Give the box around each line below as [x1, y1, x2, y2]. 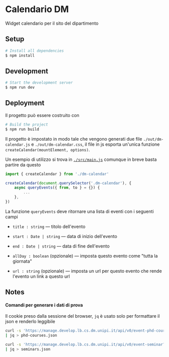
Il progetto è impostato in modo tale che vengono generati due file [5, 136, 142, 142]
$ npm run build [5, 127, 39, 132]
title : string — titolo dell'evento [12, 223, 86, 229]
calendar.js [5, 142, 30, 147]
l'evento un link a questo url [12, 273, 70, 279]
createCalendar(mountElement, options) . [5, 146, 90, 152]
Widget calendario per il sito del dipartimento [5, 20, 99, 26]
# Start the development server [5, 80, 73, 85]
